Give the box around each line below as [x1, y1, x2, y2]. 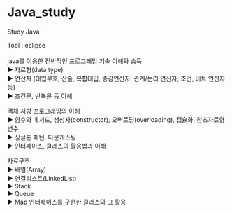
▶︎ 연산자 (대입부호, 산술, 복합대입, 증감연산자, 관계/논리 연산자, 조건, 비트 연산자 [7, 74, 226, 83]
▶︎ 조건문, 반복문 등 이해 [7, 92, 73, 100]
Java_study [7, 4, 76, 20]
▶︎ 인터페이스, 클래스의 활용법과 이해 [7, 142, 106, 150]
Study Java [7, 27, 40, 36]
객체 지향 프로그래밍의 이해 [7, 106, 80, 115]
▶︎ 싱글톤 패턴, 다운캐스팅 [7, 132, 77, 141]
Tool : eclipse [7, 41, 46, 49]
